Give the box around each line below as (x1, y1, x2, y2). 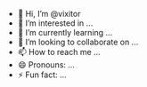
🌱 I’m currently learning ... (17, 28, 113, 37)
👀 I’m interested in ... (17, 18, 94, 28)
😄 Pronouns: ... (17, 59, 76, 70)
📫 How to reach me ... (17, 47, 101, 57)
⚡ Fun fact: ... (17, 69, 67, 80)
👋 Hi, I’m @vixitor (17, 9, 81, 19)
